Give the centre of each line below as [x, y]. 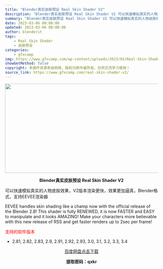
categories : [17, 50]
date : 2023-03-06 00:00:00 [32, 23]
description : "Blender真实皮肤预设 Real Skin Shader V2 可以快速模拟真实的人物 [81, 14]
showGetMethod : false [27, 63]
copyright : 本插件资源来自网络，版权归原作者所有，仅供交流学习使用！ [67, 68]
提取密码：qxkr [81, 261]
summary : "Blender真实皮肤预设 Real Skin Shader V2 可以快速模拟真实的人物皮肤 [81, 18]
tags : [10, 37]
